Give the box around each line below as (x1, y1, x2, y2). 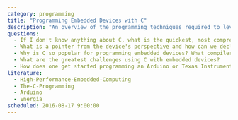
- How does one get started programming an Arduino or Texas (13, 63, 198, 70)
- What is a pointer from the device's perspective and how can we (13, 43, 217, 50)
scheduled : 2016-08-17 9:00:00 (7, 102, 100, 109)
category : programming (7, 10, 74, 18)
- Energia (13, 96, 42, 103)
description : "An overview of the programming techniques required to (7, 23, 220, 30)
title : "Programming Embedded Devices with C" (7, 17, 147, 24)
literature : (7, 69, 42, 76)
